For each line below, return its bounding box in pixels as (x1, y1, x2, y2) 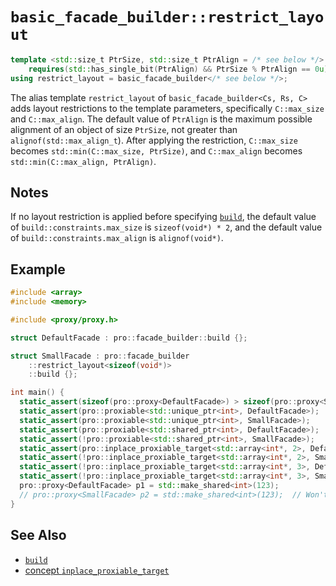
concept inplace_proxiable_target (24, 564, 170, 576)
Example (10, 261, 66, 278)
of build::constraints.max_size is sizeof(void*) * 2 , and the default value (10, 221, 323, 233)
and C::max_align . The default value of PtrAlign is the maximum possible (10, 113, 313, 125)
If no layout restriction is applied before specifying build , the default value (10, 211, 317, 223)
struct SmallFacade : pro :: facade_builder (10, 351, 190, 361)
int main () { (10, 388, 65, 398)
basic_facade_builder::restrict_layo (10, 8, 325, 27)
